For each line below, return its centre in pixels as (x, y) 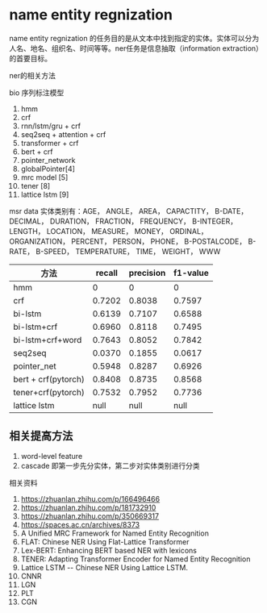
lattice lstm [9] (45, 194)
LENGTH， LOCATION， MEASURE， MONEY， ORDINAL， (108, 231)
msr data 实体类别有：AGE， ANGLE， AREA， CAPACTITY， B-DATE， (129, 211)
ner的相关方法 (32, 75)
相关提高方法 (41, 436)
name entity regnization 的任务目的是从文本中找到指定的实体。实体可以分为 (134, 38)
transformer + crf (50, 143)
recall (106, 273)
